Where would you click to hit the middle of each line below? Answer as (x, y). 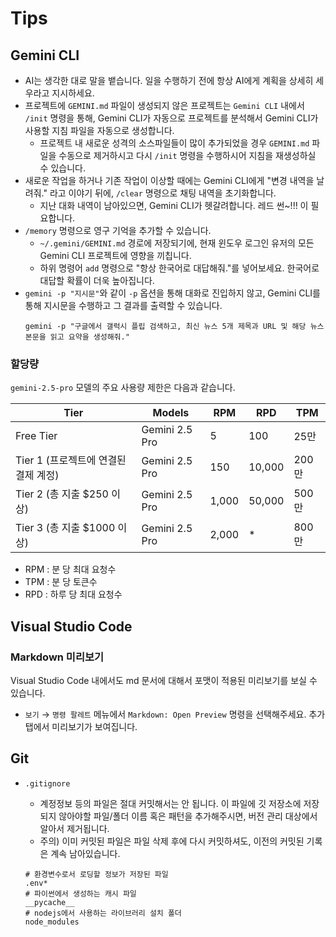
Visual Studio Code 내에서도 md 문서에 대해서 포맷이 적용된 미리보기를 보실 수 (164, 680)
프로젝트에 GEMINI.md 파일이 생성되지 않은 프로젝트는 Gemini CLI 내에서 (164, 105)
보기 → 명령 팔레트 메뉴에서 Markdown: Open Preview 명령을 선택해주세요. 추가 (175, 714)
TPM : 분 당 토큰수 (61, 582)
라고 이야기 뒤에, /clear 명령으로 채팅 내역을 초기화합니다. (163, 193)
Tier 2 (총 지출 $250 (62, 494)
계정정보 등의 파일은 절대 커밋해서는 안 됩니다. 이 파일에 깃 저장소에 (170, 803)
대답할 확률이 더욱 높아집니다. (97, 280)
